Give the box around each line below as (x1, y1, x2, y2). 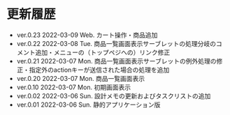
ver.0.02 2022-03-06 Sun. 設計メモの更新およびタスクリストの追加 (16, 91, 211, 100)
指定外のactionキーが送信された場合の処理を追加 (29, 66, 170, 74)
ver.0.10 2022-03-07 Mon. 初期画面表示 (16, 83, 131, 91)
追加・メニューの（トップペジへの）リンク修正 (35, 48, 171, 56)
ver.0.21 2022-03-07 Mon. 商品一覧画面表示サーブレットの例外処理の (16, 56, 217, 65)
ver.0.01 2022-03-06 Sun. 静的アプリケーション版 (16, 100, 161, 109)
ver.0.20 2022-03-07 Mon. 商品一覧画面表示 (16, 74, 145, 82)
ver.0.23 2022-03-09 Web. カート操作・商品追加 (16, 31, 158, 39)
